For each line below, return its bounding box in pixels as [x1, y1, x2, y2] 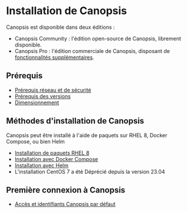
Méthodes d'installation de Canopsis [6, 116, 145, 126]
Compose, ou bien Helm [6, 138, 65, 145]
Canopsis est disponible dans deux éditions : [6, 24, 115, 31]
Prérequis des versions [14, 92, 71, 99]
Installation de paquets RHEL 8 [14, 149, 90, 157]
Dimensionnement [14, 99, 60, 106]
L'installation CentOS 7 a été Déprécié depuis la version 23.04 [14, 168, 165, 175]
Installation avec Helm [14, 162, 69, 169]
